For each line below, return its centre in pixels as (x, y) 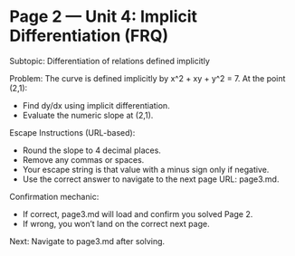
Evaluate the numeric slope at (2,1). (88, 115)
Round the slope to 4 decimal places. (91, 150)
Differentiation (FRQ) (89, 36)
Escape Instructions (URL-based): (72, 132)
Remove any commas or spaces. (83, 159)
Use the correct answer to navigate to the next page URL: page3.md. (151, 179)
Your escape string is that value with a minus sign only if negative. (146, 169)
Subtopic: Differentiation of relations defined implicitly (110, 61)
